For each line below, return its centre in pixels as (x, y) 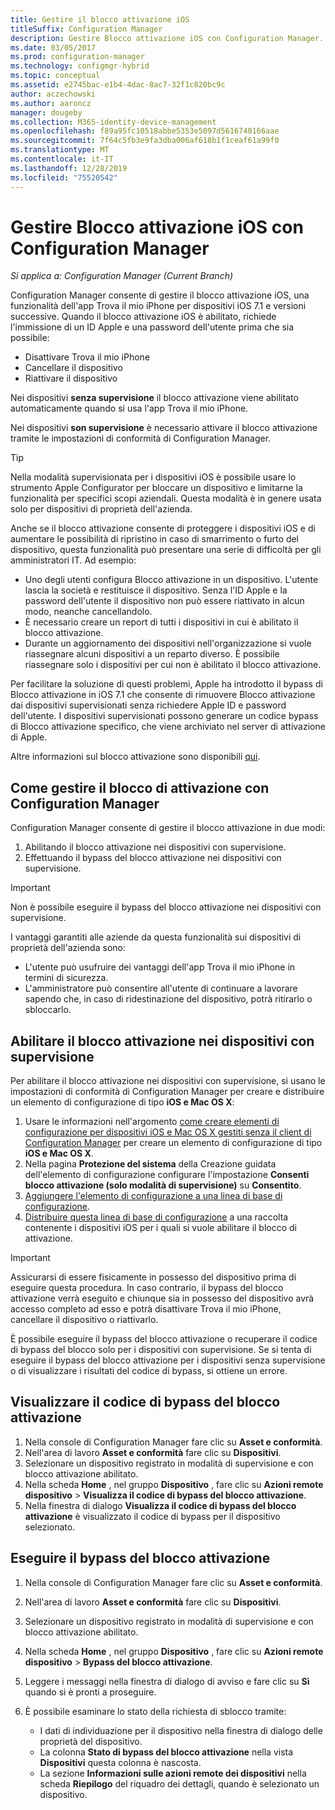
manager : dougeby (46, 112)
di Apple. (29, 737)
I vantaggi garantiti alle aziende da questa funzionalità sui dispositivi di (156, 937)
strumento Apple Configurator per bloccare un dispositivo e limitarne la (156, 488)
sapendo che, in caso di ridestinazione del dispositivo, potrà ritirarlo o (168, 999)
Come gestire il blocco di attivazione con (140, 787)
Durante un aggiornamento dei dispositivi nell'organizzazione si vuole (168, 643)
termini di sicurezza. (66, 978)
